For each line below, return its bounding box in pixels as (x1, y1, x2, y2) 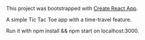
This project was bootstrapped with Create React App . (6, 5, 139, 12)
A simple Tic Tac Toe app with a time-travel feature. (6, 16, 132, 23)
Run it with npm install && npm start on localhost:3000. (6, 27, 140, 34)
